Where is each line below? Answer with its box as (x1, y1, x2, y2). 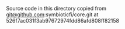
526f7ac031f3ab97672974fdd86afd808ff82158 (6, 17, 120, 24)
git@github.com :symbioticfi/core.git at (6, 11, 99, 18)
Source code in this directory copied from (6, 5, 107, 12)
